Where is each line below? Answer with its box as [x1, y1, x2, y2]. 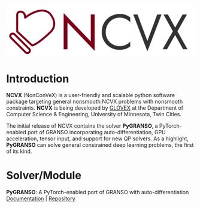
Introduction [6, 72, 69, 85]
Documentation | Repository [6, 195, 76, 202]
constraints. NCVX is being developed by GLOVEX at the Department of [6, 104, 184, 111]
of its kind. [6, 148, 32, 155]
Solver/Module [6, 169, 82, 182]
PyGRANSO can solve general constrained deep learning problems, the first [6, 141, 194, 149]
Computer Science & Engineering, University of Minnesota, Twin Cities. [6, 111, 181, 118]
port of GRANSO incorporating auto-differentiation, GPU [27, 129, 166, 136]
